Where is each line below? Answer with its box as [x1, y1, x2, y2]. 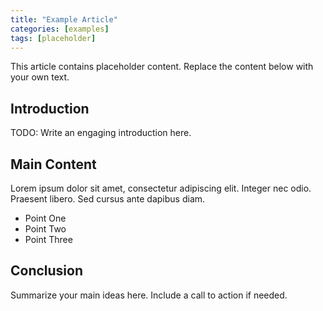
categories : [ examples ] [10, 24, 110, 34]
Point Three [24, 234, 73, 245]
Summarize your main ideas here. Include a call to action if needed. [10, 289, 288, 301]
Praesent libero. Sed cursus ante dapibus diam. [10, 193, 206, 205]
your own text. [10, 71, 70, 83]
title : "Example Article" [10, 14, 118, 25]
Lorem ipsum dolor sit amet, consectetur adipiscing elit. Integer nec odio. [10, 182, 312, 194]
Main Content [10, 156, 97, 173]
